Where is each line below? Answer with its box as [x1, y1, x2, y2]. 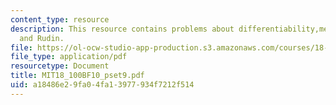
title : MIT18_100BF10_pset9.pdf [10, 71, 145, 81]
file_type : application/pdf [10, 52, 128, 62]
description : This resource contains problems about [10, 24, 235, 34]
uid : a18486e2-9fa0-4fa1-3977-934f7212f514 [10, 80, 195, 90]
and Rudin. [19, 33, 65, 43]
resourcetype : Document [10, 61, 110, 71]
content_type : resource [10, 14, 110, 25]
